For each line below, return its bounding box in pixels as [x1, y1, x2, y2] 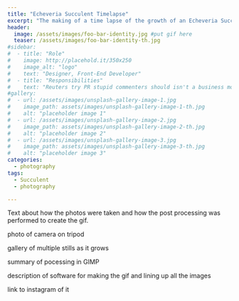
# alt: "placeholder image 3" [7, 150, 107, 157]
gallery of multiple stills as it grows [7, 244, 109, 252]
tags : [7, 169, 23, 177]
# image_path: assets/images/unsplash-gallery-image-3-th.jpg [7, 143, 205, 150]
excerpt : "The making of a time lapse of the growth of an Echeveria [7, 17, 218, 24]
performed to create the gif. [7, 216, 89, 225]
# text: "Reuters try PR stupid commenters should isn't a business [7, 83, 224, 91]
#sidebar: [7, 44, 37, 51]
